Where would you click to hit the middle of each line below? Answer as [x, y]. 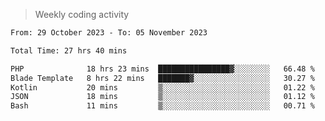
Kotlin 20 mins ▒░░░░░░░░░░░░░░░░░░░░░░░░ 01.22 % [162, 87]
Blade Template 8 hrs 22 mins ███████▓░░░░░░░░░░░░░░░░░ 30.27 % [162, 78]
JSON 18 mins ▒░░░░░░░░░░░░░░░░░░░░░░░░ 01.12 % [162, 97]
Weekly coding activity [82, 14]
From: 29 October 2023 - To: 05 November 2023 [109, 33]
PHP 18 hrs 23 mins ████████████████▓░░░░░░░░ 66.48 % [162, 69]
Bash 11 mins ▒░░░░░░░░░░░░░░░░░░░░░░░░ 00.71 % [162, 106]
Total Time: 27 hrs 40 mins [69, 50]
